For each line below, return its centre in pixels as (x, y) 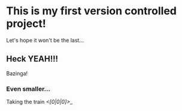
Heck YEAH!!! (32, 59)
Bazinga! (17, 73)
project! (26, 24)
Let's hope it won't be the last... (45, 40)
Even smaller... (28, 89)
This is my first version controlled (92, 11)
